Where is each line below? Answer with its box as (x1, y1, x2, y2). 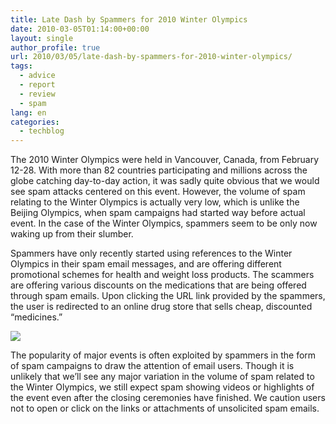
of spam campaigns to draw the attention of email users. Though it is (10, 360, 295, 372)
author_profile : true (10, 42, 101, 53)
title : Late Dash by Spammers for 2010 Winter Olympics (10, 14, 248, 25)
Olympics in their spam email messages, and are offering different (10, 258, 282, 270)
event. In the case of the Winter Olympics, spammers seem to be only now (10, 217, 318, 230)
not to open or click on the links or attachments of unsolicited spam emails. (10, 402, 320, 415)
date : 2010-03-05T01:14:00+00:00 (10, 24, 150, 34)
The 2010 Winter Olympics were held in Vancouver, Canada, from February (10, 154, 320, 166)
